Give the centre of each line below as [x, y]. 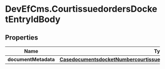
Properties [22, 37]
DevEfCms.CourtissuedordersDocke [81, 9]
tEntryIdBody [33, 19]
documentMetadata [31, 59]
